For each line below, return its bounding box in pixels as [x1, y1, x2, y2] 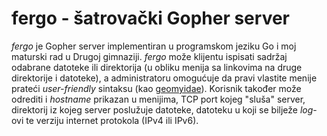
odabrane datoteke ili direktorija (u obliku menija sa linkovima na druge [11, 61, 303, 73]
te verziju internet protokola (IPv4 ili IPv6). [25, 114, 199, 126]
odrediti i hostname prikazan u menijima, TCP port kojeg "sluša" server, [11, 93, 306, 105]
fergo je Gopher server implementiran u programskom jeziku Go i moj [11, 40, 297, 52]
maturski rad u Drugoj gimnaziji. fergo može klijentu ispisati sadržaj [11, 50, 288, 62]
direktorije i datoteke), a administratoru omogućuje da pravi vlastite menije [11, 72, 318, 84]
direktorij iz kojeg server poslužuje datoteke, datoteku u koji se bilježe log [11, 103, 314, 116]
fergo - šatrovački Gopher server [11, 7, 290, 30]
